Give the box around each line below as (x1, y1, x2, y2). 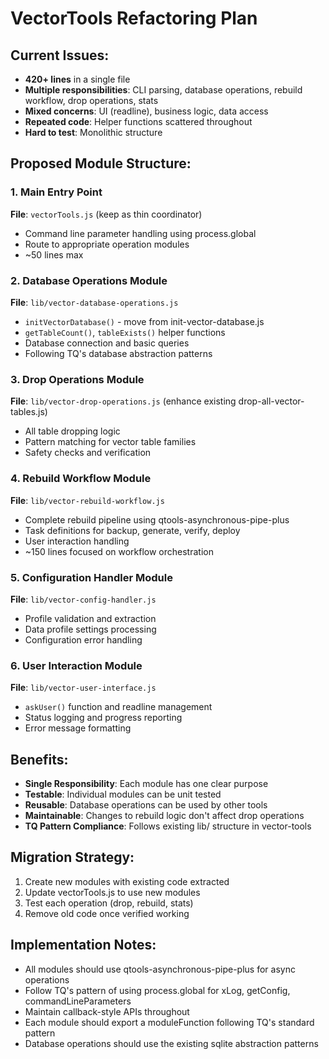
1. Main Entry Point (10, 185, 103, 199)
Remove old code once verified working (24, 907, 190, 919)
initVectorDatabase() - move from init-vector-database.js (24, 315, 265, 327)
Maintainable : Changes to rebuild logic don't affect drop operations (24, 809, 305, 821)
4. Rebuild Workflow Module (10, 472, 152, 486)
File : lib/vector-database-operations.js (10, 296, 179, 308)
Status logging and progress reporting (24, 712, 183, 724)
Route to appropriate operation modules (24, 238, 190, 250)
